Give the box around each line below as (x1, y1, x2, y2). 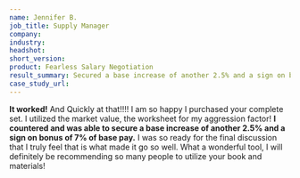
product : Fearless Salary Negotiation (9, 63, 154, 72)
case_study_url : (9, 79, 70, 88)
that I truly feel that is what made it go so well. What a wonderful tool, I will (9, 142, 283, 152)
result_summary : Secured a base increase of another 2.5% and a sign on (9, 71, 286, 80)
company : (9, 29, 42, 38)
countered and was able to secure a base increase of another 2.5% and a (9, 122, 286, 133)
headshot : (9, 46, 46, 55)
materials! (9, 160, 46, 171)
